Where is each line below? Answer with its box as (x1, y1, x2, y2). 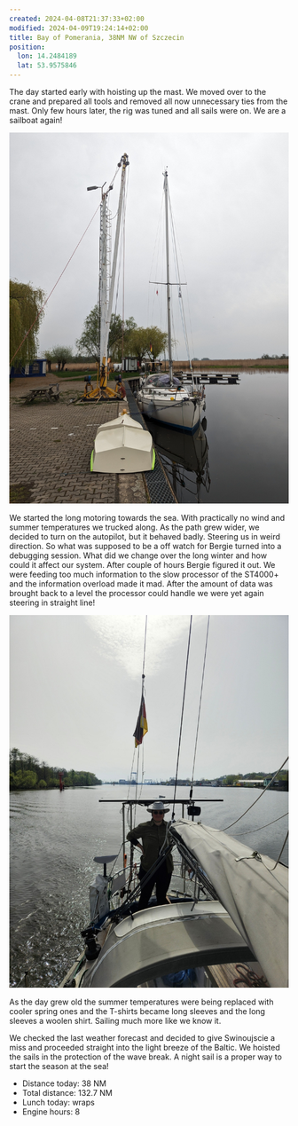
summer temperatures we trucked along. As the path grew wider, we (9, 522, 260, 532)
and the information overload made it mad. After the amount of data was (9, 579, 273, 589)
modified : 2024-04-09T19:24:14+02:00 (9, 23, 149, 33)
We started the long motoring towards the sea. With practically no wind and (9, 513, 286, 524)
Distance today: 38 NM (21, 1078, 106, 1089)
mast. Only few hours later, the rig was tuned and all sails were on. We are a (9, 106, 286, 115)
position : (9, 43, 46, 51)
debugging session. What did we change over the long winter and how (9, 550, 268, 561)
